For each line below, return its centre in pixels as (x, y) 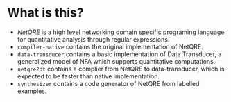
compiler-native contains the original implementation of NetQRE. (110, 46)
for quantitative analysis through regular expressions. (93, 39)
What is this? (46, 13)
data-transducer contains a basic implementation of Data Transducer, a (119, 54)
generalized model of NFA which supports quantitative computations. (116, 61)
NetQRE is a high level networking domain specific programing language (121, 32)
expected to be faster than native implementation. (88, 76)
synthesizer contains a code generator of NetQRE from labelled (108, 83)
